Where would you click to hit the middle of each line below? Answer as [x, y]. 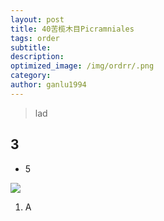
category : [31, 76]
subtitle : [31, 47]
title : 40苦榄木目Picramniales [72, 29]
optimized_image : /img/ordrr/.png [82, 66]
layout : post [37, 19]
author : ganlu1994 [48, 85]
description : [37, 57]
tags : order [35, 38]
